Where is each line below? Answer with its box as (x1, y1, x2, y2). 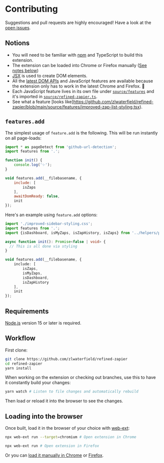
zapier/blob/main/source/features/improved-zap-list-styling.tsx (12, 104, 140, 110)
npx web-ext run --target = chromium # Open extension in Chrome (5, 435, 137, 440)
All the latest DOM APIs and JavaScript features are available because (12, 78, 153, 84)
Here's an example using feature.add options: (5, 212, 98, 218)
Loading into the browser (5, 412, 83, 420)
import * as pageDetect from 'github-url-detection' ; (5, 144, 117, 150)
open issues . (5, 24, 31, 30)
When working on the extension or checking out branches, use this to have (5, 375, 156, 380)
